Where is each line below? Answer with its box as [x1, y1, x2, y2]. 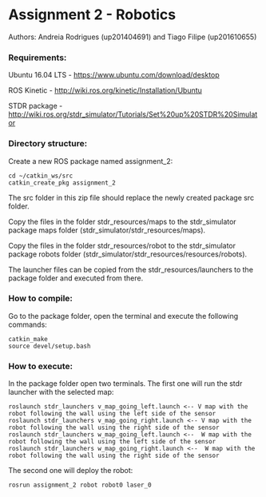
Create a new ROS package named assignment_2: [8, 156, 173, 165]
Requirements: [8, 52, 67, 63]
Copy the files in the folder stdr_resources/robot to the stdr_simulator [8, 241, 236, 250]
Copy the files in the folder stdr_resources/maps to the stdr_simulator [8, 217, 237, 226]
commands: [8, 320, 48, 329]
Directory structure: [8, 138, 88, 149]
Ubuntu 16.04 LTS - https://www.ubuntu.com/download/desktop [8, 70, 220, 80]
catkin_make [8, 335, 48, 343]
